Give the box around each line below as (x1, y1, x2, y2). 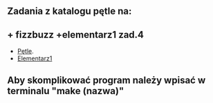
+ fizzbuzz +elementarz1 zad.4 (7, 29, 144, 41)
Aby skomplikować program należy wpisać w (7, 74, 206, 86)
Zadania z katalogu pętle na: (7, 5, 132, 17)
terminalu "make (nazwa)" (7, 85, 124, 97)
